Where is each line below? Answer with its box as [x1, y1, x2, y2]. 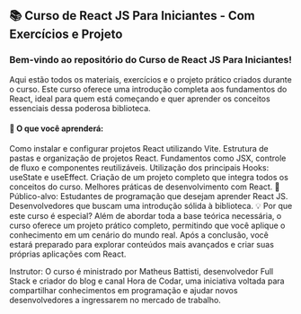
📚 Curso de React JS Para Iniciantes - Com [9, 8, 256, 23]
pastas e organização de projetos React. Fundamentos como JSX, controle [9, 153, 287, 163]
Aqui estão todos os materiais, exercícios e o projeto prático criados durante [9, 74, 292, 84]
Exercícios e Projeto [9, 27, 123, 42]
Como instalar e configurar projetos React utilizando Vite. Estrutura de [9, 143, 270, 153]
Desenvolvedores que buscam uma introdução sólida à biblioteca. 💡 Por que [9, 200, 293, 211]
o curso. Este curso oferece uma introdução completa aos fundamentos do [9, 83, 288, 94]
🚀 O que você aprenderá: [9, 123, 104, 134]
